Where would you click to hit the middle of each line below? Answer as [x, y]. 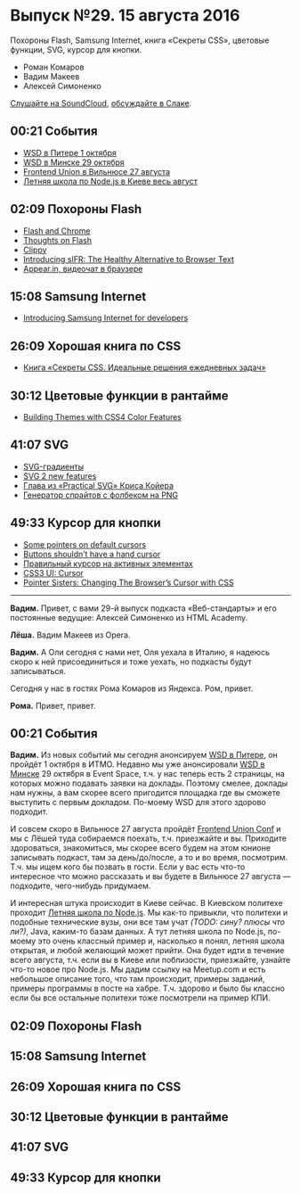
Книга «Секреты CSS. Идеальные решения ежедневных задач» [144, 367]
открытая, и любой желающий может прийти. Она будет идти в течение [147, 951]
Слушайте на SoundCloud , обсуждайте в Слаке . [101, 103]
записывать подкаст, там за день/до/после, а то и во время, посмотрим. [149, 858]
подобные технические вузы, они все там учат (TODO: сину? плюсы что [148, 922]
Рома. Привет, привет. [53, 705]
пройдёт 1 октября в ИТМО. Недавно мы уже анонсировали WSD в [138, 764]
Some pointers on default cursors [84, 544]
